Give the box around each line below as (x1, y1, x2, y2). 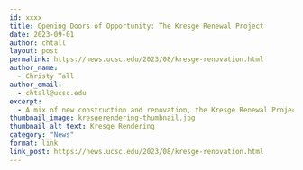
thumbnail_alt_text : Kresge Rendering (9, 122, 155, 131)
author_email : (9, 80, 63, 89)
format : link (9, 139, 59, 148)
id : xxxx (9, 13, 42, 22)
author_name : (9, 64, 59, 73)
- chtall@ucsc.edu (17, 88, 87, 97)
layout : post (9, 47, 59, 56)
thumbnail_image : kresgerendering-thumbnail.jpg (9, 113, 196, 122)
